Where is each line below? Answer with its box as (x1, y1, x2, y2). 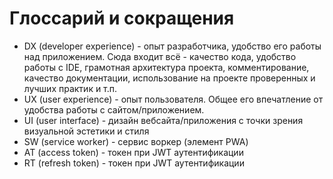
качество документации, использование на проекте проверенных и (23, 72, 316, 84)
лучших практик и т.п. (23, 82, 118, 94)
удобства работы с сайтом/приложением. (23, 103, 205, 116)
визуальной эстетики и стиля (23, 125, 150, 137)
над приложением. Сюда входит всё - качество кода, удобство (23, 50, 297, 62)
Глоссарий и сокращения (9, 7, 235, 30)
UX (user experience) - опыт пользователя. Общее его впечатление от (23, 93, 324, 105)
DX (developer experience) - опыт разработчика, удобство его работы (23, 40, 322, 52)
